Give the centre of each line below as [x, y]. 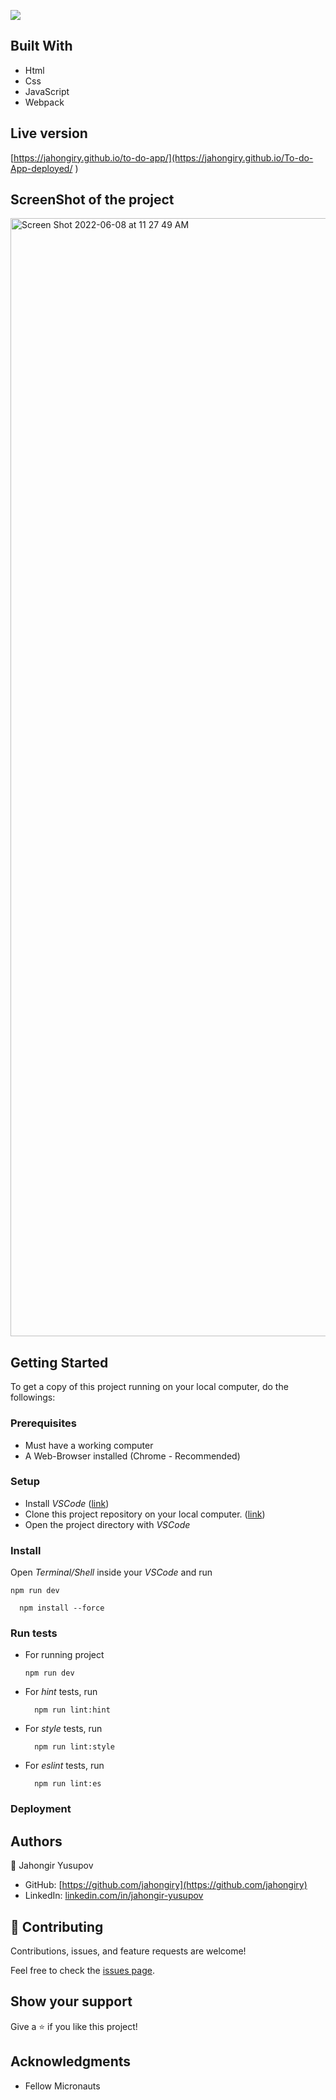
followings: [33, 1397]
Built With [41, 46]
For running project [64, 1655]
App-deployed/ [41, 168]
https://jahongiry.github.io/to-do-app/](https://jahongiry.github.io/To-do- [163, 157]
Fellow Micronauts [62, 2086]
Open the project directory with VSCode [107, 1524]
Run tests [34, 1633]
